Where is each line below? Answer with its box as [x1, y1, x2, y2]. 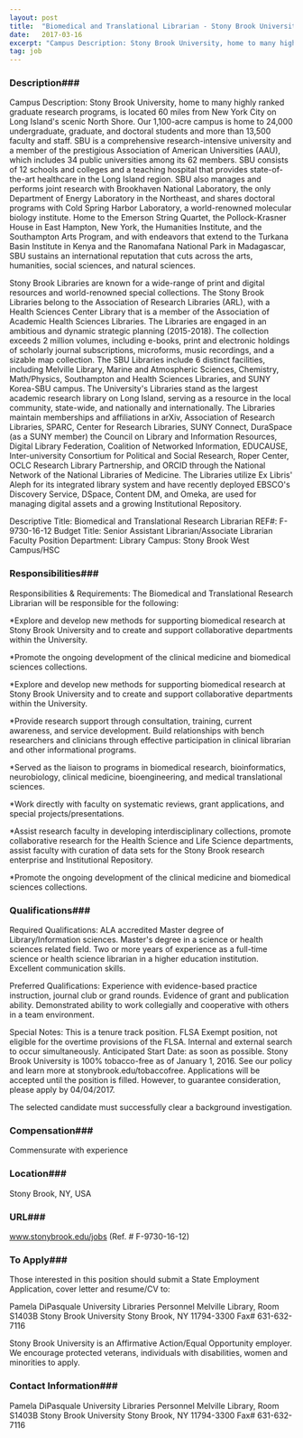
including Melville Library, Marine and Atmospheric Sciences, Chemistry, [9, 364, 280, 375]
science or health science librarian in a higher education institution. [9, 954, 259, 965]
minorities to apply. [9, 1357, 81, 1368]
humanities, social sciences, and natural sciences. [9, 260, 196, 271]
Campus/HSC [9, 545, 60, 556]
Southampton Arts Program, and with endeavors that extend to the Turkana [9, 231, 289, 242]
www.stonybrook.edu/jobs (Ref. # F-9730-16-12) [9, 1230, 190, 1242]
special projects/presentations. [9, 808, 124, 818]
